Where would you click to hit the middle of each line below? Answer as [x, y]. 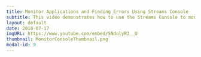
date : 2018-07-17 [28, 28]
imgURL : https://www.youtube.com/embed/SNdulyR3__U [72, 34]
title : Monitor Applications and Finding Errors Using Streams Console [97, 12]
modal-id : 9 [21, 45]
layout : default [26, 23]
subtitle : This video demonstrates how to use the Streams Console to [96, 17]
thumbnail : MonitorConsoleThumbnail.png [57, 39]
